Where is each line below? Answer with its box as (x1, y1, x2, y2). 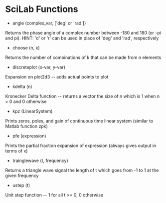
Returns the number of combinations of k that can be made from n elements (5, 54, 162, 60)
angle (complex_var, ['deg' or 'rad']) (12, 20, 86, 26)
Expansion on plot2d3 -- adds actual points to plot (5, 73, 109, 79)
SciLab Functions (5, 3, 78, 15)
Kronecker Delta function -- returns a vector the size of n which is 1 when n (5, 93, 160, 99)
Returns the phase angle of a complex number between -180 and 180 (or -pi (5, 29, 161, 35)
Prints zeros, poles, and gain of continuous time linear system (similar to (5, 117, 154, 123)
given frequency (5, 172, 39, 178)
